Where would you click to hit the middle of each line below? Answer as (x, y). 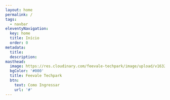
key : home (20, 33)
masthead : (16, 62)
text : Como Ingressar (37, 85)
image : (17, 66)
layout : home (19, 10)
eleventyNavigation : (27, 29)
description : (24, 57)
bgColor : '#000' (27, 71)
